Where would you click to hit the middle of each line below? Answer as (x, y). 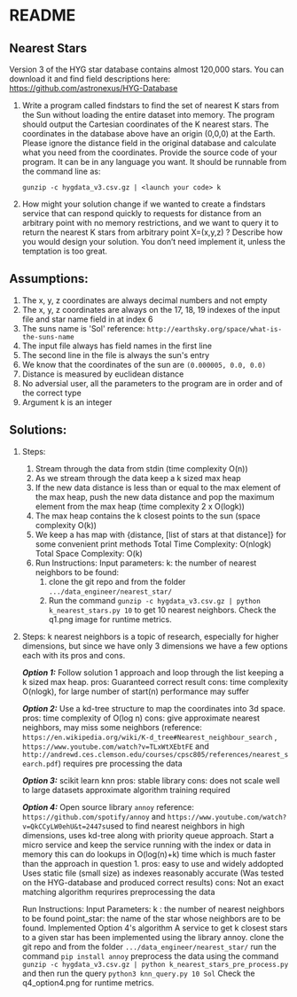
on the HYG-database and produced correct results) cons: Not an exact (153, 882)
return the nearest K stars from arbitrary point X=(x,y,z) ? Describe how (152, 232)
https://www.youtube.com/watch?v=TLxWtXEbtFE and (116, 746)
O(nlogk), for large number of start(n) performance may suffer (136, 691)
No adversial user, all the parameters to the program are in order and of (152, 383)
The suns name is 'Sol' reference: (83, 328)
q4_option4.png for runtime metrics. (88, 982)
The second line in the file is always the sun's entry (116, 354)
